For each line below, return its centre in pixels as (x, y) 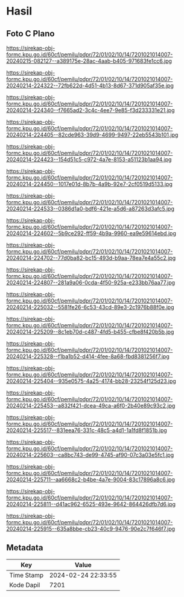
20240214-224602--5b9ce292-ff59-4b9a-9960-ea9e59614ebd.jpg (91, 233)
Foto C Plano (30, 34)
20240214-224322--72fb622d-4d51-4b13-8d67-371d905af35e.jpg (90, 85)
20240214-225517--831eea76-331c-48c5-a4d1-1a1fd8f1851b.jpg (87, 430)
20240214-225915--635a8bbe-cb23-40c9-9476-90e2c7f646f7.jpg (91, 529)
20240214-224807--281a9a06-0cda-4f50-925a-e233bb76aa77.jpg (91, 282)
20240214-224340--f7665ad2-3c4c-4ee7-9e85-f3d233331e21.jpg (90, 110)
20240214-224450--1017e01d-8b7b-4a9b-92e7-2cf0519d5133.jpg (90, 184)
